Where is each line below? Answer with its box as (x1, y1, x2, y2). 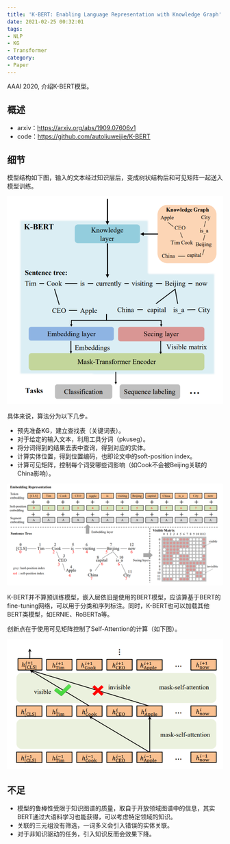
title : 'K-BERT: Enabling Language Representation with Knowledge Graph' (7, 11, 222, 18)
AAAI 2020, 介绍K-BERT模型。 (7, 82, 93, 90)
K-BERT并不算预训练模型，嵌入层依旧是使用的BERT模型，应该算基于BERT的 (7, 593, 221, 601)
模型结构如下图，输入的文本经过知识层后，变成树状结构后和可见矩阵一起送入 (7, 173, 223, 182)
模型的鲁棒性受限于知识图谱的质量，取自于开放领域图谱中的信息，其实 (16, 804, 216, 812)
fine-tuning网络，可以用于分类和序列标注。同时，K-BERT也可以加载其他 (7, 601, 210, 610)
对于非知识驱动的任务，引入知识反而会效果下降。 (16, 830, 155, 838)
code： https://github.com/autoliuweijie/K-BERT (16, 132, 151, 140)
